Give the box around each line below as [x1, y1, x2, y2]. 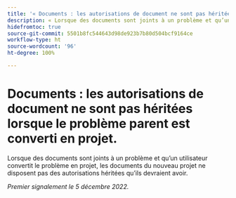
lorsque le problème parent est [7, 116, 190, 132]
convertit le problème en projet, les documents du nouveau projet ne [7, 161, 206, 169]
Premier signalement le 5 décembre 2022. [7, 182, 129, 190]
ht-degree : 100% [7, 50, 55, 57]
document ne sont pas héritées [7, 101, 193, 117]
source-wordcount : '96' [7, 43, 77, 50]
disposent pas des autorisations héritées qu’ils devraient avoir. [7, 169, 188, 177]
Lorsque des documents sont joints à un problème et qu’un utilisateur [7, 154, 209, 162]
